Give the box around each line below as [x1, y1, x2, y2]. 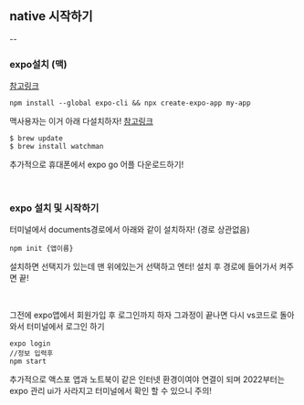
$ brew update [9, 134, 64, 143]
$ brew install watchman [9, 142, 104, 151]
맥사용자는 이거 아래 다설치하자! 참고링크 [9, 116, 153, 127]
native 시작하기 [9, 8, 93, 25]
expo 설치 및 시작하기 [9, 202, 100, 214]
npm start [9, 357, 47, 367]
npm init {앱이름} [9, 244, 74, 254]
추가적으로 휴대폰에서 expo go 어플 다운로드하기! [9, 159, 184, 171]
